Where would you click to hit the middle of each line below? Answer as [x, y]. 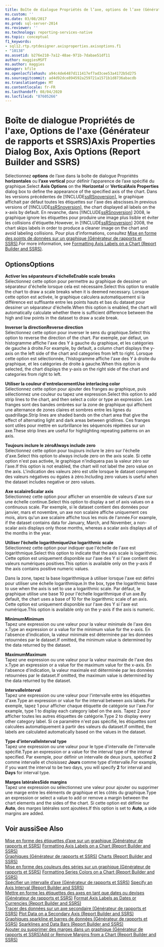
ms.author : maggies [25, 64]
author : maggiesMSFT [26, 60]
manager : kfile [20, 69]
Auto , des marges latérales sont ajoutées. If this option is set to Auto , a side [81, 808]
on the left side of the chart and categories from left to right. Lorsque [83, 353]
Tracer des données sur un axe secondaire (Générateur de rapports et [76, 908]
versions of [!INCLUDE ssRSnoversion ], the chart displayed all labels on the [80, 207]
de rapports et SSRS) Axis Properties [80, 142]
